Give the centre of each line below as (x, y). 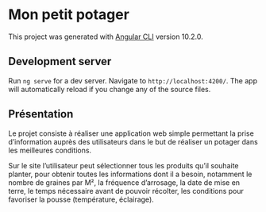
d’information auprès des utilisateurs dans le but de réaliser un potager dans (133, 141)
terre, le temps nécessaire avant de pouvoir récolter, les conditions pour (126, 191)
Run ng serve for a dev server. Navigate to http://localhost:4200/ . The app (133, 80)
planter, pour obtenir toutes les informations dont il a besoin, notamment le (130, 174)
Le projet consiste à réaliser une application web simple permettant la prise (131, 133)
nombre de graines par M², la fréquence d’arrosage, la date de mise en (124, 182)
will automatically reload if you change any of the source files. (110, 89)
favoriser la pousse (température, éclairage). (81, 199)
